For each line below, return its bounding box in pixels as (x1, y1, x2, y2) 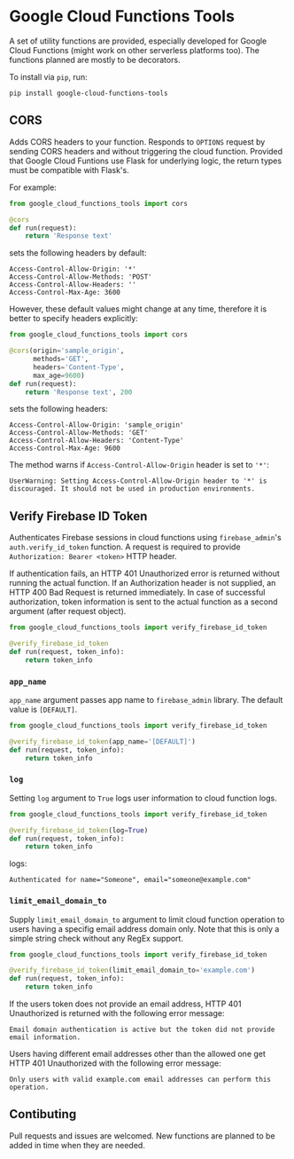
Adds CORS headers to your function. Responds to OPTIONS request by (9, 136, 266, 147)
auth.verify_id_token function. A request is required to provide (9, 541, 241, 552)
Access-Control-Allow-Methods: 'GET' (9, 429, 149, 438)
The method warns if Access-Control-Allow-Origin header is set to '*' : (9, 460, 270, 470)
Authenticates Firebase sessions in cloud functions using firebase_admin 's (9, 532, 282, 543)
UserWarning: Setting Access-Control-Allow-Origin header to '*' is (9, 477, 267, 485)
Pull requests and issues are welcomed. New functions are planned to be (9, 1130, 276, 1141)
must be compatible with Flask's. (9, 164, 130, 175)
